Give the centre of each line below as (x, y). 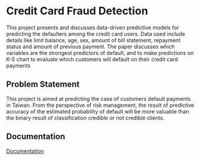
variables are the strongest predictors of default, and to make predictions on (100, 53)
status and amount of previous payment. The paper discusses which (90, 47)
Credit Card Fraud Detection (77, 11)
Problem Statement (43, 84)
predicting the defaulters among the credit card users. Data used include (96, 33)
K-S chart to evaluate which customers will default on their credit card (92, 59)
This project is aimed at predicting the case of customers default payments (99, 99)
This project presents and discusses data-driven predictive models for (93, 27)
